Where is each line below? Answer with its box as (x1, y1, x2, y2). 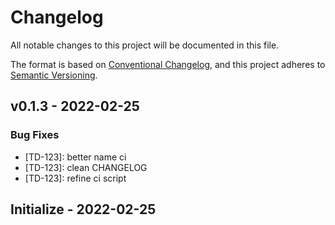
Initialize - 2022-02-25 (10, 201, 157, 218)
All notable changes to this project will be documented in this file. (10, 39, 280, 51)
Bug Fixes (10, 128, 60, 142)
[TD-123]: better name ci (24, 151, 127, 163)
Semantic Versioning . (10, 69, 98, 81)
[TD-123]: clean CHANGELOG (24, 161, 148, 173)
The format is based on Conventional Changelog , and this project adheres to (10, 58, 326, 70)
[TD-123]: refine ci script (24, 172, 127, 184)
